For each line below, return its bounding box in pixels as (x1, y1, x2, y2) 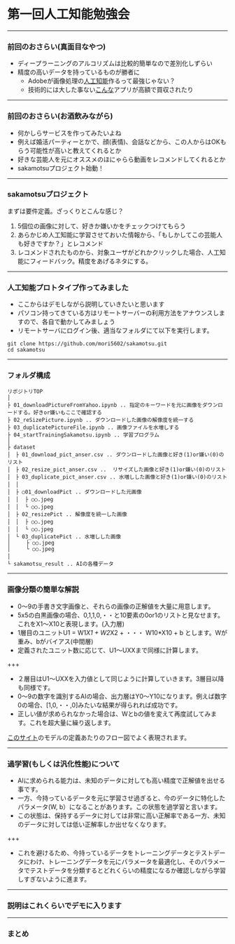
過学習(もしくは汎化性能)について (7, 759, 120, 769)
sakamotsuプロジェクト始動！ (17, 164, 105, 172)
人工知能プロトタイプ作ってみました (7, 282, 129, 292)
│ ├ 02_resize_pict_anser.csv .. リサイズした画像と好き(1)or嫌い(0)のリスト (7, 466, 227, 474)
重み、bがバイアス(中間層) (17, 637, 94, 646)
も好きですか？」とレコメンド (17, 239, 104, 248)
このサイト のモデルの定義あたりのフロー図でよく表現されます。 (7, 733, 191, 741)
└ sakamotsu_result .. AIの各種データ (7, 561, 114, 568)
